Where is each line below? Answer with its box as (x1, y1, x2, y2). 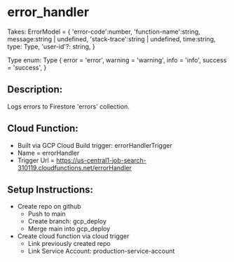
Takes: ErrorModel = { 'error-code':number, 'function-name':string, (7, 27, 201, 36)
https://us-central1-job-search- (55, 156, 147, 165)
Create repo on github (17, 202, 82, 211)
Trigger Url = (17, 156, 55, 165)
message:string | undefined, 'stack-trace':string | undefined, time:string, (7, 34, 216, 43)
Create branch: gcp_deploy (27, 217, 107, 226)
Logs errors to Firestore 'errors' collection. (7, 102, 130, 111)
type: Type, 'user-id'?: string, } (7, 42, 96, 50)
